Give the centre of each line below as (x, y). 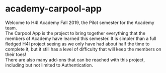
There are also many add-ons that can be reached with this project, (75, 59)
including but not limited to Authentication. (49, 65)
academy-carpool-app (54, 9)
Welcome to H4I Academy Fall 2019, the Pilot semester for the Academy (80, 22)
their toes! (16, 54)
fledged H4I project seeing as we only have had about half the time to (77, 43)
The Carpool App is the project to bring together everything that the (75, 33)
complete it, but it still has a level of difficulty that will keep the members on (84, 49)
